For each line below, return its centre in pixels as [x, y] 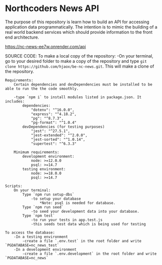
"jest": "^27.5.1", [50, 131]
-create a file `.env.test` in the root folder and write [82, 241]
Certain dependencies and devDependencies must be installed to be [83, 84]
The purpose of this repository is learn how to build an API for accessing [77, 22]
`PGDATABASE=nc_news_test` [32, 245]
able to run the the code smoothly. [42, 88]
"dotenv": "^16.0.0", [53, 110]
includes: [15, 101]
